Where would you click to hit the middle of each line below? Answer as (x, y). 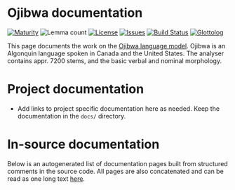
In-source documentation (83, 144)
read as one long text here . (46, 178)
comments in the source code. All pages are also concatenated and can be (116, 171)
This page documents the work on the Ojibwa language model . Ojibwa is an (116, 46)
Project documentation (76, 89)
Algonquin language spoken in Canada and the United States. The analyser (116, 53)
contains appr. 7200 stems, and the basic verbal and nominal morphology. (115, 60)
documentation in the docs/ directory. (72, 116)
